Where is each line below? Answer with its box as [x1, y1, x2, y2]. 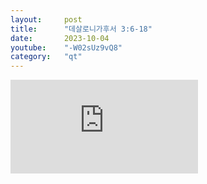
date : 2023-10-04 [10, 33, 110, 43]
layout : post [10, 14, 83, 25]
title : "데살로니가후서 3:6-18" [10, 24, 153, 34]
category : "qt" [10, 52, 83, 62]
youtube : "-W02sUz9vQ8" [10, 42, 123, 53]
